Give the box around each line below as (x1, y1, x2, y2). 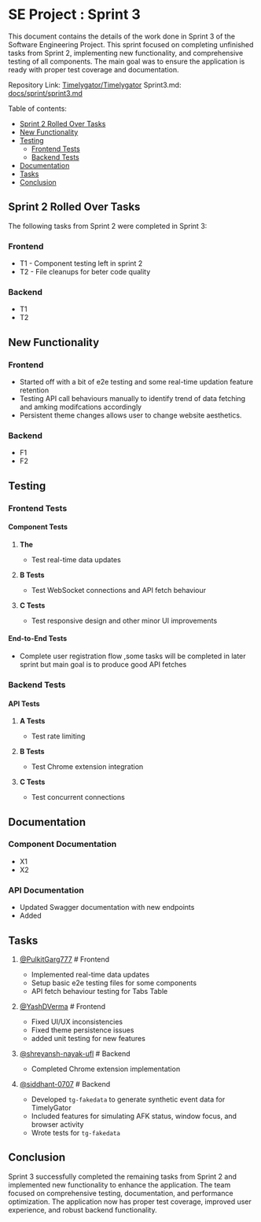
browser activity (31, 1119, 84, 1129)
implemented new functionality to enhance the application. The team (8, 1180, 231, 1189)
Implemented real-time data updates (31, 970, 150, 979)
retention (19, 385, 50, 395)
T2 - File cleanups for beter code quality (19, 267, 151, 277)
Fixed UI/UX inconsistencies (31, 1017, 123, 1026)
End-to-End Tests (8, 634, 68, 643)
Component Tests (8, 522, 68, 532)
